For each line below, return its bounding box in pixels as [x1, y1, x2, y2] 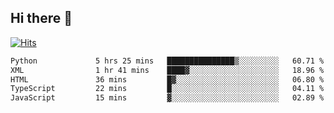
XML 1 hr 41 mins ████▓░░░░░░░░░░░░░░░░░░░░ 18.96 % [10, 65, 325, 75]
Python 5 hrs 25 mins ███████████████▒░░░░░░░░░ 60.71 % [10, 56, 325, 66]
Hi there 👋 [10, 10, 73, 27]
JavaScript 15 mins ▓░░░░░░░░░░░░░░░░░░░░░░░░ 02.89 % [10, 93, 325, 103]
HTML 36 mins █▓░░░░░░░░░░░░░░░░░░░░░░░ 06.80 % [10, 74, 325, 85]
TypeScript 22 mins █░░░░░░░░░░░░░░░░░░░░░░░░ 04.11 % [10, 84, 325, 94]
